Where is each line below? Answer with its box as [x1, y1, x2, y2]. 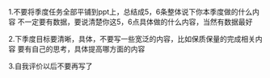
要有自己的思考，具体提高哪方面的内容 [17, 44, 146, 54]
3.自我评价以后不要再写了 [8, 61, 93, 71]
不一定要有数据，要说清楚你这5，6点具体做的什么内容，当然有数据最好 [17, 17, 253, 27]
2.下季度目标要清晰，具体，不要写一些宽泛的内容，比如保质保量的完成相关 [8, 35, 256, 43]
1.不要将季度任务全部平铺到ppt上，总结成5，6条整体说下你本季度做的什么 [8, 7, 253, 16]
